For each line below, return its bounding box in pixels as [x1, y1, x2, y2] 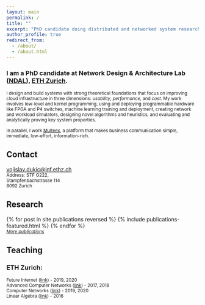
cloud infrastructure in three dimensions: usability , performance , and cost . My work [6, 96, 182, 102]
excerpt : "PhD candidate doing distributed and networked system [6, 26, 176, 32]
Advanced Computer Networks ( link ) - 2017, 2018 [6, 282, 110, 289]
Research [6, 199, 44, 210]
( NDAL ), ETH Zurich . [6, 76, 68, 85]
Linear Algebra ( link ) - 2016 [6, 293, 64, 300]
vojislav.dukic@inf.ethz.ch [6, 165, 72, 173]
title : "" [6, 20, 32, 26]
